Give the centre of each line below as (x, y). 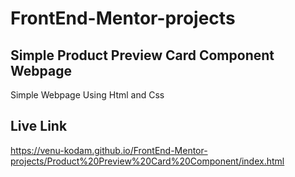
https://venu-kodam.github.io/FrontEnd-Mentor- (109, 150)
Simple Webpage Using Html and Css (87, 95)
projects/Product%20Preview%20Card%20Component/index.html (147, 161)
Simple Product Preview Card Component (142, 55)
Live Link (39, 126)
